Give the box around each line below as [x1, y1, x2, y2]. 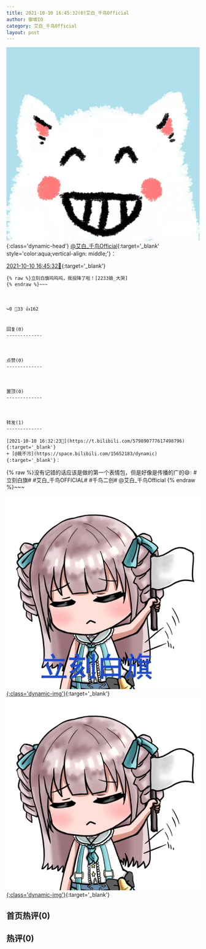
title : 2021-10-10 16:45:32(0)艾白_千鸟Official [6, 10, 129, 16]
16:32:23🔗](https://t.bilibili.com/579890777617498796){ [39, 438, 185, 445]
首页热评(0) [6, 910, 50, 921]
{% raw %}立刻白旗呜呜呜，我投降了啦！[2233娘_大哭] [6, 275, 128, 282]
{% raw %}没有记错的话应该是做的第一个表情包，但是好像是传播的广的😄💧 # [6, 469, 197, 476]
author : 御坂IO [6, 16, 44, 23]
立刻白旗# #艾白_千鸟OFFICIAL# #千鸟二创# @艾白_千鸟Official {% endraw [6, 477, 196, 484]
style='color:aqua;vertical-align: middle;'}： [6, 250, 116, 257]
